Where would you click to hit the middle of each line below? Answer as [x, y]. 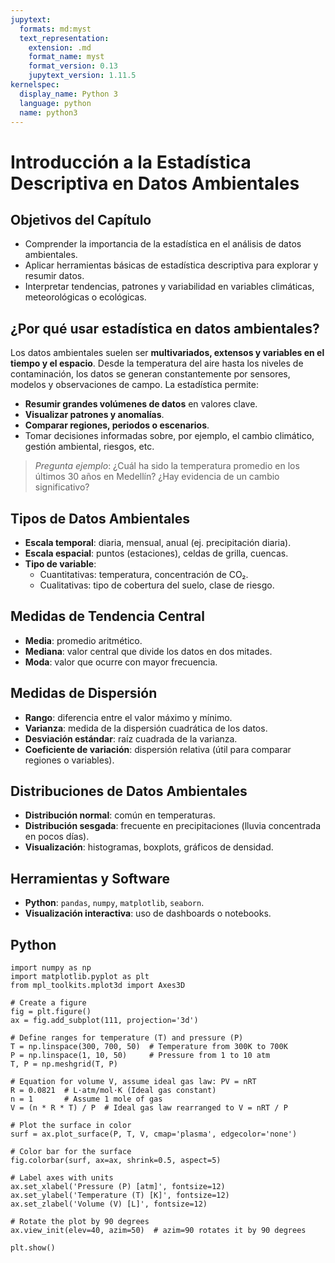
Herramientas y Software [90, 878]
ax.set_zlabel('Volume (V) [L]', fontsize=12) [109, 1204]
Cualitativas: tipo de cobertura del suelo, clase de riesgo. [157, 585]
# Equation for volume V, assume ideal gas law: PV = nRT [133, 1082]
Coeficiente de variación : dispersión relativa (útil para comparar [158, 749]
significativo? [62, 487]
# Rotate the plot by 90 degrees [80, 1222]
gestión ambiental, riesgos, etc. [89, 447]
